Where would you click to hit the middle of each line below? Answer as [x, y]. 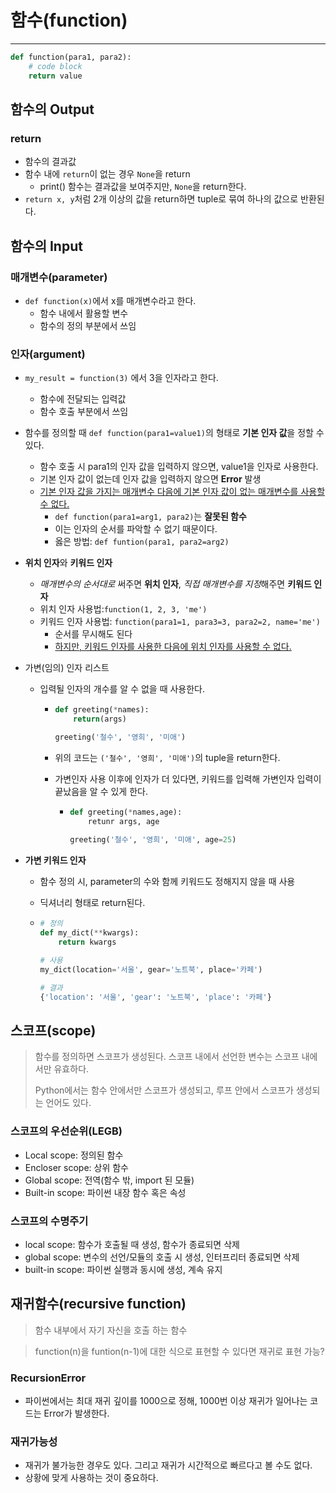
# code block [55, 66]
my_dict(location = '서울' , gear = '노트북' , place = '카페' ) [151, 969]
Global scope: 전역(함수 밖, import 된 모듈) [109, 1180]
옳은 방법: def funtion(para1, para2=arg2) [142, 542]
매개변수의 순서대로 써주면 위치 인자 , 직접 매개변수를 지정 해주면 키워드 [175, 584]
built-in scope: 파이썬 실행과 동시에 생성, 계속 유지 [123, 1269]
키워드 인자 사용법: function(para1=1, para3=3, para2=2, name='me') [180, 622]
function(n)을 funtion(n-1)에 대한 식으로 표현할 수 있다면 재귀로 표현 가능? [179, 1351]
